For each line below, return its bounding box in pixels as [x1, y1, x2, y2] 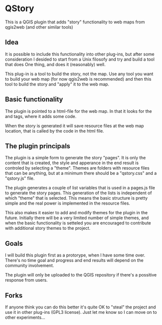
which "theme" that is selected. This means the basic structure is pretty [5, 195, 148, 201]
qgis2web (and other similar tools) [5, 24, 74, 30]
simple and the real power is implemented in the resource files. [5, 200, 131, 206]
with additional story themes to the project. [5, 225, 91, 231]
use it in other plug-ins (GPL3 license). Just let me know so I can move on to [5, 309, 157, 315]
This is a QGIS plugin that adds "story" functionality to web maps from [5, 19, 145, 25]
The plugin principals [5, 142, 71, 150]
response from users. [5, 277, 48, 283]
